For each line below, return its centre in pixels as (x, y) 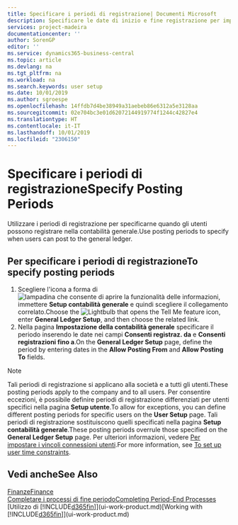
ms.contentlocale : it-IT (44, 126)
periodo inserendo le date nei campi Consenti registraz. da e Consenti (121, 334)
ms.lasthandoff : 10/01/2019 (49, 132)
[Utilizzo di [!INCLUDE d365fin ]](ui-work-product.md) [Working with (105, 507)
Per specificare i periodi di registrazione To (103, 261)
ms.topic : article (34, 60)
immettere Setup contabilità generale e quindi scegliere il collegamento (123, 304)
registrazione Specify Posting (95, 189)
